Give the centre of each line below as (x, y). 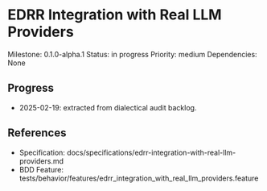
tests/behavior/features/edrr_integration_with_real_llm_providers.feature (139, 178)
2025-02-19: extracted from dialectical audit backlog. (108, 107)
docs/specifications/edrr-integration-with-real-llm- (152, 152)
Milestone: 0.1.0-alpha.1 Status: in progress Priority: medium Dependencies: (133, 54)
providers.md (41, 161)
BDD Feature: (41, 169)
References (37, 133)
